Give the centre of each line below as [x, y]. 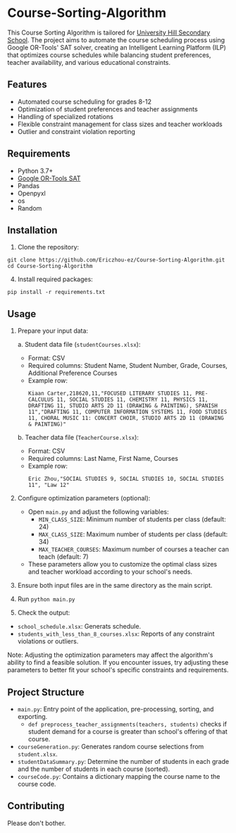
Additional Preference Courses [73, 373]
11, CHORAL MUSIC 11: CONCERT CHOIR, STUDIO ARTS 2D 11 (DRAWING [126, 418]
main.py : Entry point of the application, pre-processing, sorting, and [116, 709]
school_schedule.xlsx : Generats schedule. [79, 627]
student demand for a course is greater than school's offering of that [128, 732]
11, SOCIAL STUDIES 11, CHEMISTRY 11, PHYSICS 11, [132, 400]
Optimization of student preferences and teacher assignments [108, 109]
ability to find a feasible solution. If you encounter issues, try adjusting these [118, 662]
